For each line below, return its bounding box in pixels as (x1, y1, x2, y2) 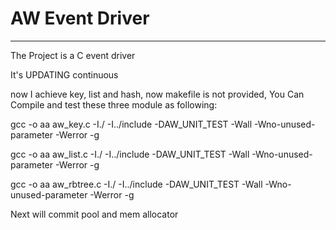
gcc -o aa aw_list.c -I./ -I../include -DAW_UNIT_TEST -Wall (10, 148, 250, 160)
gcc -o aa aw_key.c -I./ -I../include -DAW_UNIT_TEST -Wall (10, 118, 253, 130)
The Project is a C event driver (10, 49, 136, 61)
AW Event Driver (10, 7, 150, 30)
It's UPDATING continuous (10, 68, 119, 81)
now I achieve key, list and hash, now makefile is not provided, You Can (10, 88, 305, 100)
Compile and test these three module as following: (10, 98, 218, 111)
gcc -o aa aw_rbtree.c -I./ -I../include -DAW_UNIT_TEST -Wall (10, 178, 263, 190)
